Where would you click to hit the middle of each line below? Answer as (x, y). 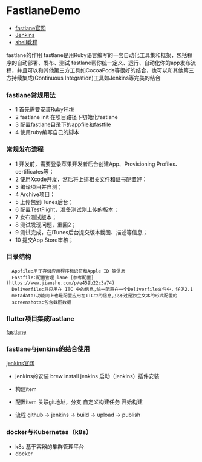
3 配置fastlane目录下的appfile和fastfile (63, 124)
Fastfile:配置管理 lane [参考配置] (53, 277)
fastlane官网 (31, 28)
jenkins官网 (21, 363)
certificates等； (34, 171)
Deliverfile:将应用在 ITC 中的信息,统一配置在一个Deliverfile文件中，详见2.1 (103, 289)
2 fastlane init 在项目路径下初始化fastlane (66, 117)
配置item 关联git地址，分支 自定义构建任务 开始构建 (79, 402)
